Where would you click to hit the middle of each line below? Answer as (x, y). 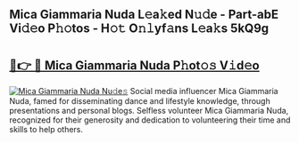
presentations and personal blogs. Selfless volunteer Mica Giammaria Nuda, (149, 111)
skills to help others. (46, 129)
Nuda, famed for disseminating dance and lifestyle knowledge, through (140, 101)
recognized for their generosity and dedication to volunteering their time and (150, 120)
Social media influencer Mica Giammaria (204, 91)
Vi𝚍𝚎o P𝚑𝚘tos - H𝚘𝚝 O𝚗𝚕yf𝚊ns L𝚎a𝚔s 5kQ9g (139, 29)
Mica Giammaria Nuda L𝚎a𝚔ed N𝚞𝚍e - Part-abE (144, 15)
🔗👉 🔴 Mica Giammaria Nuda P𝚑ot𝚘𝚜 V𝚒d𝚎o (135, 65)
